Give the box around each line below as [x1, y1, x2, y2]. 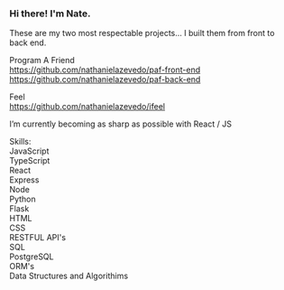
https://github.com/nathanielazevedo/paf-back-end [9, 74, 201, 85]
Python [9, 193, 36, 205]
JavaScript [9, 145, 50, 156]
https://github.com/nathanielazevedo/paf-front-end [9, 64, 201, 75]
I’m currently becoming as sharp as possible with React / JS [9, 118, 233, 129]
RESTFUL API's [9, 232, 66, 243]
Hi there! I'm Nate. [9, 7, 91, 20]
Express [9, 174, 40, 185]
